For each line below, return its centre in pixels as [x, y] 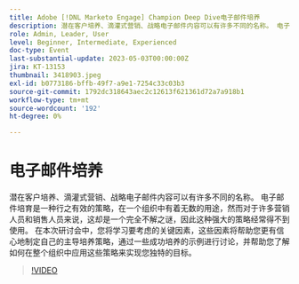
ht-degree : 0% [36, 116]
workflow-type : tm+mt [49, 100]
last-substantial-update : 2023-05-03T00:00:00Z [99, 59]
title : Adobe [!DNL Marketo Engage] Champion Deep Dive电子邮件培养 [135, 17]
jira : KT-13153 [37, 67]
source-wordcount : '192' [55, 108]
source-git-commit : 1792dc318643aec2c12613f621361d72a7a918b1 [127, 91]
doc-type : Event [39, 51]
